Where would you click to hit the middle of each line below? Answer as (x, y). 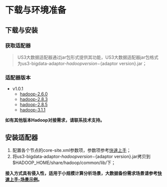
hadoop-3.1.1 (33, 110)
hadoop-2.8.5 (34, 104)
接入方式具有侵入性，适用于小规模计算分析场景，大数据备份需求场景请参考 (81, 173)
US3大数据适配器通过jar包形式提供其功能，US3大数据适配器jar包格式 (88, 57)
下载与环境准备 (36, 10)
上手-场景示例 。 (26, 179)
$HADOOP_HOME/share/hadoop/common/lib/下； (64, 163)
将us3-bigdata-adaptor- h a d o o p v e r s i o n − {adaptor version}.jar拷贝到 (81, 156)
